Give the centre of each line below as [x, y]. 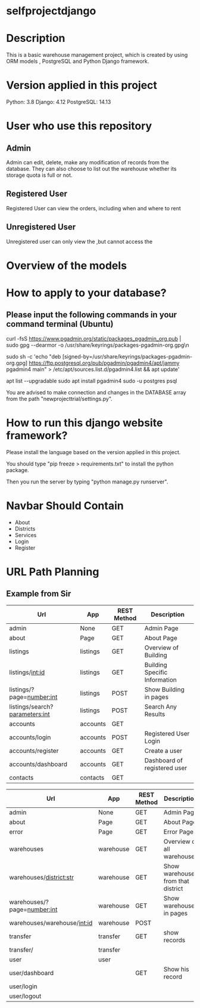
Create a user [163, 750]
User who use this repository [79, 126]
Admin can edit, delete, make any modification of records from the [87, 163]
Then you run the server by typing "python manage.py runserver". [87, 482]
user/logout [25, 996]
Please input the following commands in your [92, 315]
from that [176, 881]
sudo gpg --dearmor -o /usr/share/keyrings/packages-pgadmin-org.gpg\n [98, 345]
